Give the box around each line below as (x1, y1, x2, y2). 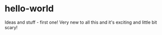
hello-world (4, 3, 54, 14)
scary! (4, 24, 18, 30)
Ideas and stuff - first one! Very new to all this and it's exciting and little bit (4, 19, 158, 25)
